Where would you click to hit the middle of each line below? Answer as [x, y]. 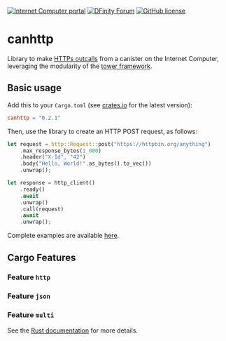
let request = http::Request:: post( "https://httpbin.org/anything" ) [109, 144]
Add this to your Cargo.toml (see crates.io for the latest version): [100, 105]
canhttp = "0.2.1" [34, 118]
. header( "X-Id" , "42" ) [53, 157]
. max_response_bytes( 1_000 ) [61, 151]
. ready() [33, 189]
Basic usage [34, 88]
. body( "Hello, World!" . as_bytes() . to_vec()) [86, 164]
